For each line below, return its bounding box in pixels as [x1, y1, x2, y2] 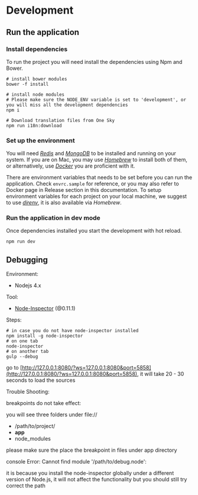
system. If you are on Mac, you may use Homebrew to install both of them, [6, 156, 187, 163]
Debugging [6, 255, 48, 265]
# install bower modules [6, 76, 67, 82]
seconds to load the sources [6, 377, 76, 384]
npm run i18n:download [6, 123, 62, 128]
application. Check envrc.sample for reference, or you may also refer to [6, 180, 179, 187]
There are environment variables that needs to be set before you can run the [6, 174, 193, 181]
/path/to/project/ [14, 423, 56, 430]
